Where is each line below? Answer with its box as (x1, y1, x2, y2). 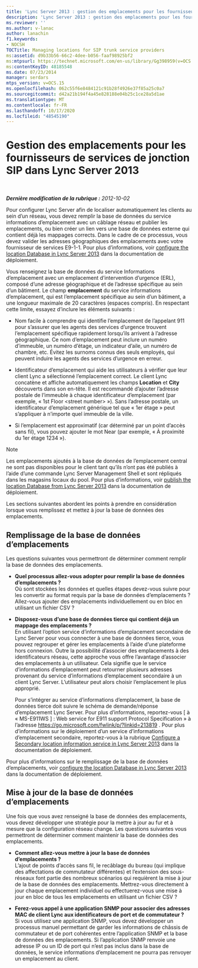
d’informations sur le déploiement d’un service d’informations (14, 728, 164, 734)
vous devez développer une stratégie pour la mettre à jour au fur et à (6, 819, 173, 826)
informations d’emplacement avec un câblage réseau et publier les (6, 219, 168, 226)
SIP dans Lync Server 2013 (6, 164, 140, 178)
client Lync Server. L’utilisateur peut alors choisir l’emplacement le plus (14, 679, 187, 685)
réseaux (14, 874, 35, 882)
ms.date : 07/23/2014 (6, 69, 57, 75)
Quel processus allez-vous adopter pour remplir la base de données (14, 573, 185, 580)
